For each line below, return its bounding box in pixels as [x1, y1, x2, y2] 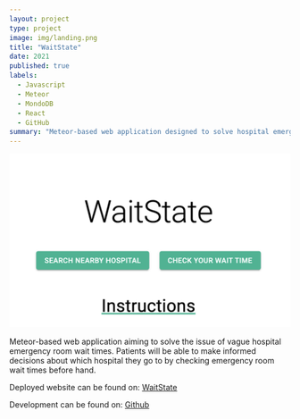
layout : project [9, 14, 70, 23]
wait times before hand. [9, 365, 96, 375]
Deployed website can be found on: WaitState [9, 382, 178, 393]
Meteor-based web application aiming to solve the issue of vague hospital [9, 336, 281, 348]
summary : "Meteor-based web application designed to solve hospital [9, 128, 270, 137]
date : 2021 [9, 52, 50, 62]
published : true [9, 62, 70, 71]
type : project [9, 23, 62, 33]
